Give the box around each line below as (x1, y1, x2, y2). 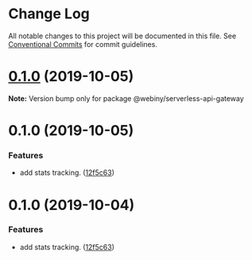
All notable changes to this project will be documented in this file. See (8, 31, 237, 41)
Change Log (8, 5, 90, 23)
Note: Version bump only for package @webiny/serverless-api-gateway (8, 93, 244, 103)
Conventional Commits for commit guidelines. (8, 39, 157, 49)
